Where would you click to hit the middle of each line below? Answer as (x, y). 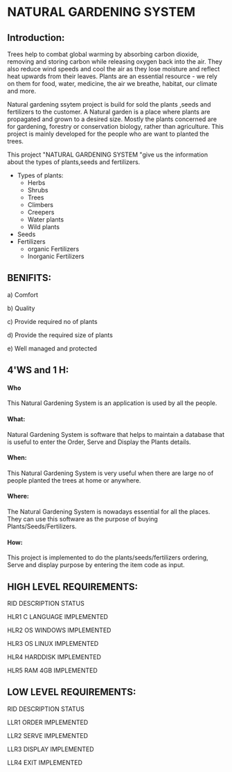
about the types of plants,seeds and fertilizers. (74, 162)
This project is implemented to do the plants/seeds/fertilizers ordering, (108, 557)
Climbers (41, 205)
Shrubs (38, 190)
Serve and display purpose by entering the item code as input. (96, 565)
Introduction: (36, 38)
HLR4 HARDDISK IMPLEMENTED (54, 657)
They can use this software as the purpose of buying (82, 519)
